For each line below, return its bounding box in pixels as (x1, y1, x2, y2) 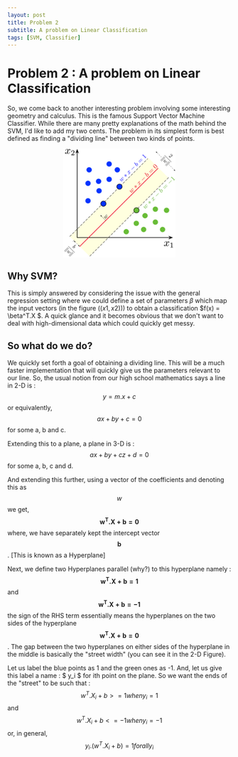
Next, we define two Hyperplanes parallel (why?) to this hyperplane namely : (7, 564, 232, 573)
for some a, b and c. (7, 426, 66, 434)
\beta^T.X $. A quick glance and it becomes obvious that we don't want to (7, 311, 224, 320)
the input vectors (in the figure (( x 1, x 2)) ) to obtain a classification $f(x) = (7, 304, 220, 313)
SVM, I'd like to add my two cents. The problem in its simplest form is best (7, 127, 225, 135)
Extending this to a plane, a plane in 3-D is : (7, 439, 135, 448)
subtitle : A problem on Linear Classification (7, 26, 148, 33)
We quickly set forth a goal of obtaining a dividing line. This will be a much (7, 359, 225, 367)
